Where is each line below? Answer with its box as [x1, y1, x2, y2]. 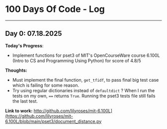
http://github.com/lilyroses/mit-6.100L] [33, 108, 113, 114]
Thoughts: [5, 67, 27, 73]
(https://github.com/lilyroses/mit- [5, 113, 73, 119]
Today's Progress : [5, 42, 44, 48]
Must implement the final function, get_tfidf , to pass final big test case [12, 77, 159, 83]
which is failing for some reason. [12, 82, 80, 88]
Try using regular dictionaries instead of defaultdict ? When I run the [12, 87, 155, 93]
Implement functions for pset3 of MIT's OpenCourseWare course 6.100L [12, 52, 160, 58]
